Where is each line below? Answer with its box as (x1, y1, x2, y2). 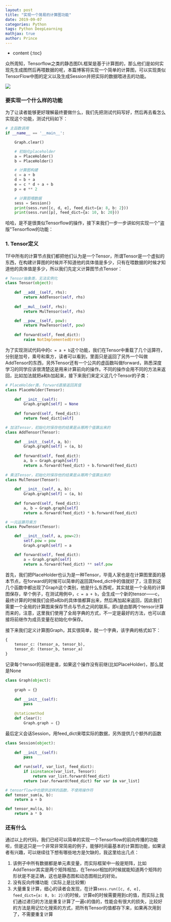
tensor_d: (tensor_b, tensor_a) (14, 647, 83, 652)
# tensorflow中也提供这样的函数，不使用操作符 (5, 787, 94, 793)
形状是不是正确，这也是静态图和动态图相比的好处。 (12, 873, 120, 879)
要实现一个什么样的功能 (5, 96, 63, 104)
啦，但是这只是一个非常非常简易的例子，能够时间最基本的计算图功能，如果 (5, 843, 161, 849)
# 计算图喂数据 (14, 196, 42, 201)
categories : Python (5, 21, 47, 27)
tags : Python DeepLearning (5, 27, 63, 32)
